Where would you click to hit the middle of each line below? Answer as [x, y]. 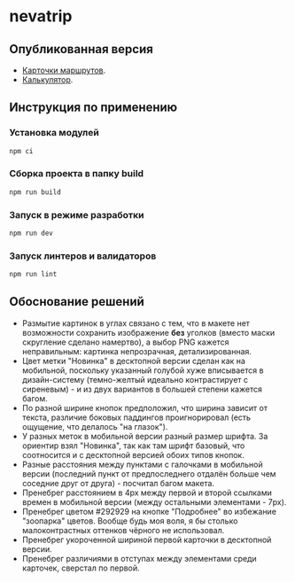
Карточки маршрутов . [64, 70]
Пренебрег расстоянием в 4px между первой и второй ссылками [147, 493]
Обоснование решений [77, 302]
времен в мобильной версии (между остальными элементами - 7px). [154, 501]
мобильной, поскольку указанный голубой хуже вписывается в [143, 370]
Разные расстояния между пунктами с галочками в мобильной [142, 464]
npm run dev [31, 233]
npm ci [21, 151]
